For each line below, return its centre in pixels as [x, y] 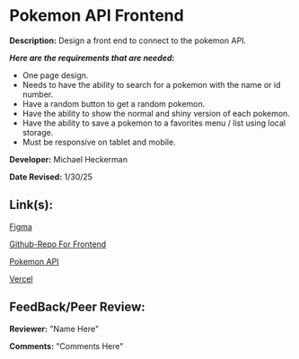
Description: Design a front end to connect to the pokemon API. [128, 40]
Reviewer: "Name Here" [54, 328]
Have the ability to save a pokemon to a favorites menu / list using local [154, 123]
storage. [38, 132]
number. [38, 94]
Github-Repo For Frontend [58, 244]
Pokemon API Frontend [97, 16]
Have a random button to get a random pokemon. [114, 103]
